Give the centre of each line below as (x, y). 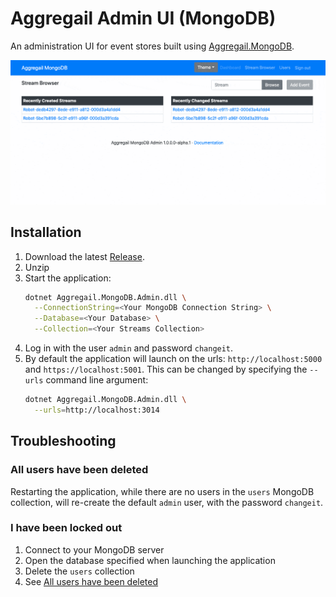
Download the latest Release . (84, 256)
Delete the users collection (79, 571)
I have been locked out (66, 528)
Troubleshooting (63, 441)
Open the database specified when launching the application (150, 560)
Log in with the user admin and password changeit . (129, 348)
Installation (46, 232)
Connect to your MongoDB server (94, 549)
